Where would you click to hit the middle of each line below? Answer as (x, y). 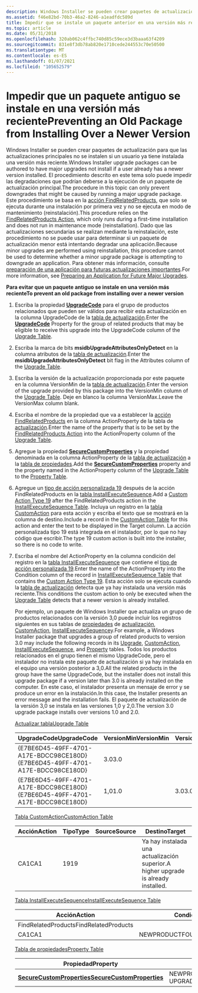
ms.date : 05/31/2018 (32, 34)
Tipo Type (76, 831)
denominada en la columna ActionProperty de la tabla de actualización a (103, 458)
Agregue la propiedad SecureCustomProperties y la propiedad (92, 452)
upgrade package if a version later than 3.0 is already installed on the (99, 681)
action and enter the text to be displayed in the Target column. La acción (103, 526)
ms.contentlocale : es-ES (37, 56)
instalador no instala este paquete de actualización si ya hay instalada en (103, 662)
